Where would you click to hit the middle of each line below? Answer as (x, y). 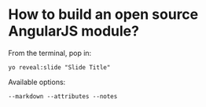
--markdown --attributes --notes (63, 96)
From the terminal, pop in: (50, 53)
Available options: (37, 82)
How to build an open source (103, 15)
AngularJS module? (74, 31)
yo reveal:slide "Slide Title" (59, 67)
